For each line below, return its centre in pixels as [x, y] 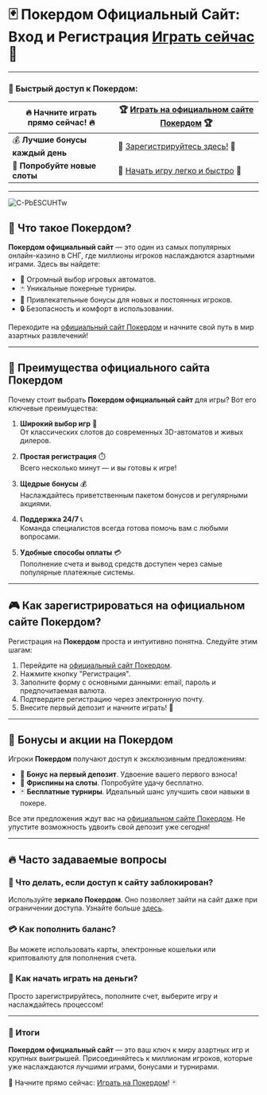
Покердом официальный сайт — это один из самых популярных [120, 247]
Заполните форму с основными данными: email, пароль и [118, 682]
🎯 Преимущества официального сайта [109, 368]
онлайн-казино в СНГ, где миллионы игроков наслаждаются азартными [132, 255]
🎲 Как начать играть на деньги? [73, 979]
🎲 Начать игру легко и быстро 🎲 [180, 171]
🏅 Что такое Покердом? [70, 228]
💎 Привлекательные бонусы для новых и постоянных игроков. [126, 300]
